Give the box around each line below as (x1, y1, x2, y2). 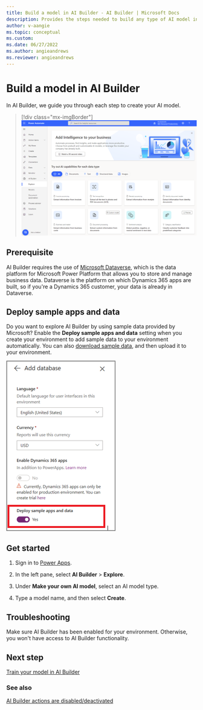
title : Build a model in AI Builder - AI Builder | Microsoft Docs (6, 10, 180, 16)
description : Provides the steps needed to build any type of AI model (6, 16, 190, 22)
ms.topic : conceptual (6, 29, 61, 35)
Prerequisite (6, 248, 54, 258)
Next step (6, 652, 44, 663)
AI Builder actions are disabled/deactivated (6, 697, 114, 705)
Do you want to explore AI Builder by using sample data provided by (6, 323, 175, 330)
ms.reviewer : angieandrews (6, 55, 74, 61)
